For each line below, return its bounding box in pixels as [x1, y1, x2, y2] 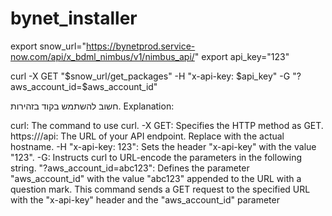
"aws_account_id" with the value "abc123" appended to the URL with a [10, 172, 302, 184]
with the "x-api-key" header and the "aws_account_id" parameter [10, 193, 280, 206]
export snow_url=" [10, 40, 87, 52]
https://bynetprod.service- [86, 40, 196, 52]
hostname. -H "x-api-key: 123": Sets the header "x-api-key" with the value [10, 140, 317, 152]
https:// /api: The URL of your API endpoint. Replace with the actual [10, 130, 285, 142]
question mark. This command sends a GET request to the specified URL [10, 183, 311, 195]
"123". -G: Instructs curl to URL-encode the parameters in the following [10, 151, 302, 163]
